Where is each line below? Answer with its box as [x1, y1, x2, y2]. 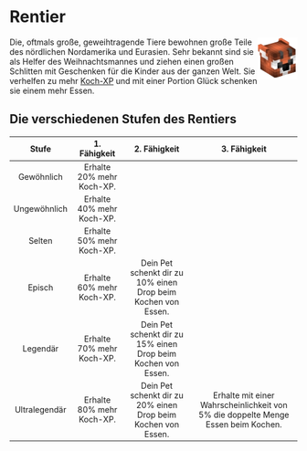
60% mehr [77, 281, 118, 293]
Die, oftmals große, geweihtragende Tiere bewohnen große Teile [9, 37, 253, 47]
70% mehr [77, 343, 118, 353]
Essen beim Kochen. [205, 418, 282, 430]
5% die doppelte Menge [197, 409, 290, 420]
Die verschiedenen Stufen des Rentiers [9, 111, 238, 127]
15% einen [135, 338, 178, 349]
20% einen [135, 399, 178, 410]
